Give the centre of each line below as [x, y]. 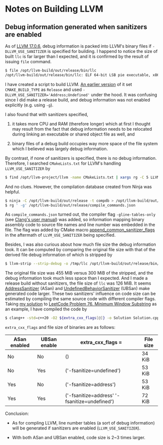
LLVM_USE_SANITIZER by [28, 168]
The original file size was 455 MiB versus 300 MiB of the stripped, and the [79, 273]
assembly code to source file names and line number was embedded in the [80, 225]
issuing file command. [28, 61]
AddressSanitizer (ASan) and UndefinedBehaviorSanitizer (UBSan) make [77, 289]
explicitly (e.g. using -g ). [29, 105]
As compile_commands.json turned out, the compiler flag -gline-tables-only [80, 214]
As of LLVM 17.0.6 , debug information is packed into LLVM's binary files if [78, 46]
